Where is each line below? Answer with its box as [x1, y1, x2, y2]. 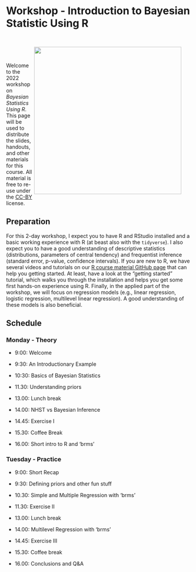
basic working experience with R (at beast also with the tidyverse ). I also [6, 239, 184, 246]
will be [6, 118, 22, 125]
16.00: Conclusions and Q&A [14, 560, 84, 567]
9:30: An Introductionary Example [14, 361, 97, 368]
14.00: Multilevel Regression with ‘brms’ [14, 525, 111, 533]
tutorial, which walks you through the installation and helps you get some [6, 276, 184, 283]
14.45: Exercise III [14, 537, 58, 544]
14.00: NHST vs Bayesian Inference [14, 406, 101, 414]
